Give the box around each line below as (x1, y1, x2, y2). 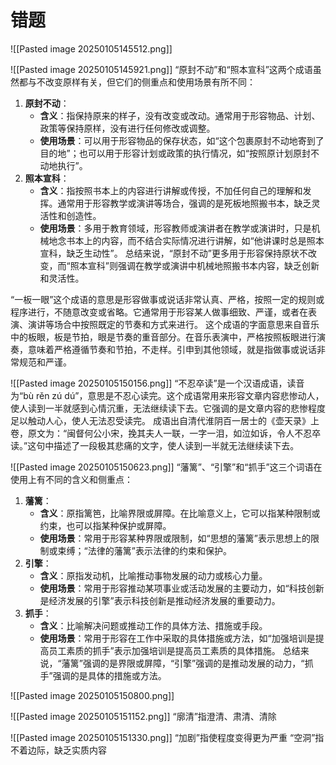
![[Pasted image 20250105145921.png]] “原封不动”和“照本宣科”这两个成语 (10, 63, 313, 75)
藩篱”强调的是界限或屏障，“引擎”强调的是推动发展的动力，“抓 (61, 657, 314, 669)
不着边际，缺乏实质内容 (10, 744, 107, 756)
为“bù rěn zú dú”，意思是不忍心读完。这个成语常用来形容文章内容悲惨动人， (10, 389, 325, 401)
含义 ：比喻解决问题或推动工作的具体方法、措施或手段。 (39, 619, 268, 631)
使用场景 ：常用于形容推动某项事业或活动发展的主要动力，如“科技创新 (39, 582, 325, 594)
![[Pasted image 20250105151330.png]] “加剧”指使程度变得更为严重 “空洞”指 (10, 731, 325, 743)
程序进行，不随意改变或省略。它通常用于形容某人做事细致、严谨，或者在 (10, 306, 308, 318)
